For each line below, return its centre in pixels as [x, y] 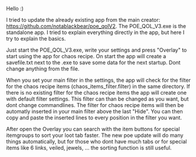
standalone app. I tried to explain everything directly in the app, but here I [95, 32]
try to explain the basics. [36, 39]
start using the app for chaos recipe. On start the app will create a [86, 56]
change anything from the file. [43, 69]
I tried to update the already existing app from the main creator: [83, 20]
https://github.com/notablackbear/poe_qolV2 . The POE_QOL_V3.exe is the [96, 26]
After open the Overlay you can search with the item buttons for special [93, 129]
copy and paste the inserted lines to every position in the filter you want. [94, 118]
